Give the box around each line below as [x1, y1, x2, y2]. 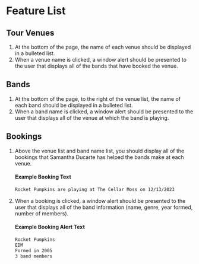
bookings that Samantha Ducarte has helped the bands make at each [14, 153, 184, 161]
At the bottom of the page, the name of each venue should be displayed [14, 43, 191, 50]
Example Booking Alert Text [14, 224, 85, 231]
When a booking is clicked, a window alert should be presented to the [14, 197, 186, 204]
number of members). [14, 209, 69, 217]
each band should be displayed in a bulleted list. [14, 101, 133, 109]
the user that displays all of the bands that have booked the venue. [14, 62, 178, 69]
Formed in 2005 [14, 247, 53, 253]
